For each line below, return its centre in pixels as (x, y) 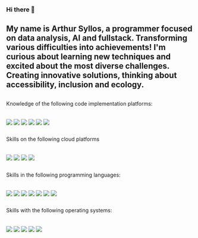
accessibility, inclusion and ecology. (75, 85)
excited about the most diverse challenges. (88, 66)
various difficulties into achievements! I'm (86, 47)
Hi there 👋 (21, 10)
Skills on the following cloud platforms (53, 139)
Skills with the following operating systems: (59, 211)
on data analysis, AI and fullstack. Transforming (97, 38)
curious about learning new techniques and (89, 57)
